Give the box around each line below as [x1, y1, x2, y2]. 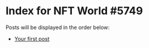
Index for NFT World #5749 [5, 4, 143, 18]
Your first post [14, 35, 50, 42]
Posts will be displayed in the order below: [5, 24, 110, 31]
